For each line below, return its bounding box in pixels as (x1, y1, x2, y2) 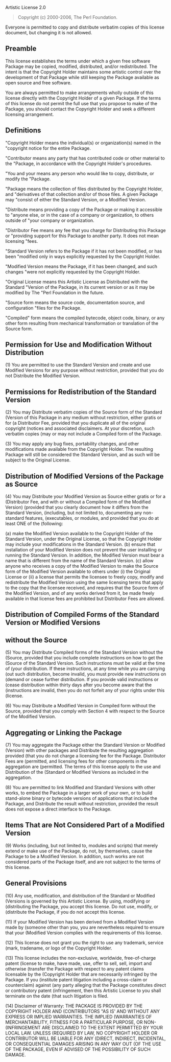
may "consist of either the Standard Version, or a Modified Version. (5, 196, 146, 202)
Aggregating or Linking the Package (5, 728, 123, 737)
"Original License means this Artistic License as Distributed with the (5, 279, 148, 285)
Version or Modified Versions (5, 618, 101, 627)
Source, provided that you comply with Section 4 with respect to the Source (5, 708, 165, 714)
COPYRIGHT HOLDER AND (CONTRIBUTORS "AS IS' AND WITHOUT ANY (5, 1008, 160, 1014)
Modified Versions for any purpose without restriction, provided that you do (5, 367, 164, 374)
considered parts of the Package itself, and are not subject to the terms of (5, 859, 161, 865)
